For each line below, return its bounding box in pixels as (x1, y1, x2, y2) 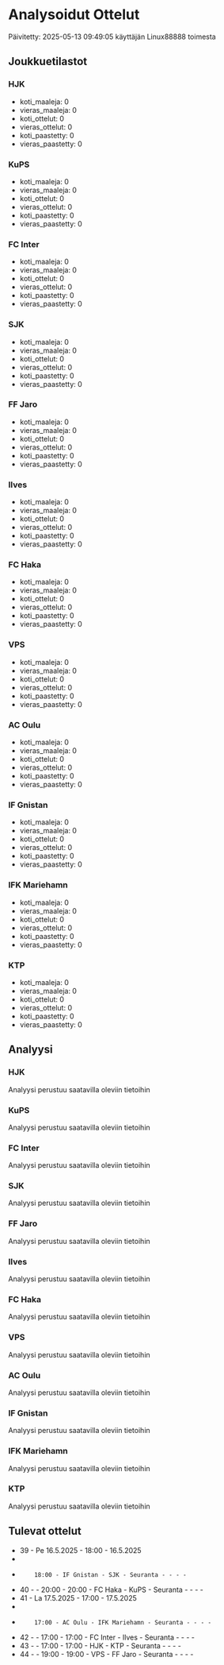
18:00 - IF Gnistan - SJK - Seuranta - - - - (34, 1570, 188, 1578)
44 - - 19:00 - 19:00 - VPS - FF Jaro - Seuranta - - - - (19, 1649, 194, 1659)
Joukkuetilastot (8, 55, 88, 68)
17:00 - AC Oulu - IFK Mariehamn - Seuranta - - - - (34, 1618, 212, 1626)
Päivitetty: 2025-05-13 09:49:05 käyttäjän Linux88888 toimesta (8, 32, 216, 41)
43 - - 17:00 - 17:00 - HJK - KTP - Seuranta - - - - (19, 1640, 182, 1650)
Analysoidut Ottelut (8, 6, 140, 24)
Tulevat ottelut (8, 1524, 82, 1538)
